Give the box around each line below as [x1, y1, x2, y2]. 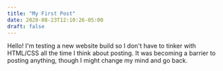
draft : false [7, 23, 45, 30]
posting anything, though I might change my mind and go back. [7, 57, 188, 65]
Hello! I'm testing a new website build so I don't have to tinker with [7, 42, 196, 50]
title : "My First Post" [7, 10, 76, 17]
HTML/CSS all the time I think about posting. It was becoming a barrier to [7, 49, 216, 57]
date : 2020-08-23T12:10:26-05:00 [7, 17, 104, 23]
